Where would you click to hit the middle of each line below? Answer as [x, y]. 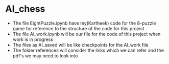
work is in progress [33, 39]
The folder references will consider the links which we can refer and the [88, 50]
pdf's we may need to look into [45, 56]
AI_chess [25, 9]
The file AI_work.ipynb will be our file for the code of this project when [87, 34]
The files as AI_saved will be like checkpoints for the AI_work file [80, 45]
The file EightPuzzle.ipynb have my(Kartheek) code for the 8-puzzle [84, 23]
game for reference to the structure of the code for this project [78, 28]
